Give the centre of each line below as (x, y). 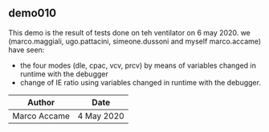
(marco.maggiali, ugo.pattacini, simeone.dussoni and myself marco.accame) (135, 41)
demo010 (33, 13)
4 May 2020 (101, 116)
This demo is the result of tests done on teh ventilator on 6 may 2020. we (130, 32)
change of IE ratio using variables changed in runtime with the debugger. (140, 82)
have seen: (26, 49)
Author (41, 102)
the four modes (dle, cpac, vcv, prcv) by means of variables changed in (138, 65)
